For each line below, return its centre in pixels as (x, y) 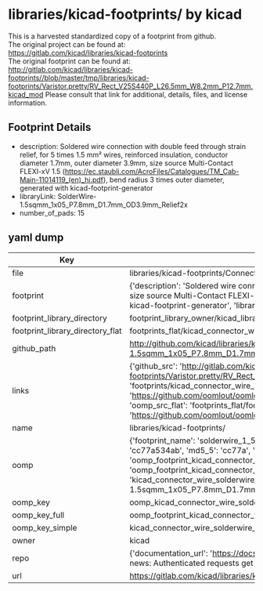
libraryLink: (38, 196)
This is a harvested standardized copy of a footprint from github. (112, 36)
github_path (34, 348)
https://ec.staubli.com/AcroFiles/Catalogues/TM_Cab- (152, 171)
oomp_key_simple (45, 528)
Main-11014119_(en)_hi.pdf (61, 179)
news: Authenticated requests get (191, 563)
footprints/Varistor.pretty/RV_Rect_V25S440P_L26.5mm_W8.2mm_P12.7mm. (131, 86)
